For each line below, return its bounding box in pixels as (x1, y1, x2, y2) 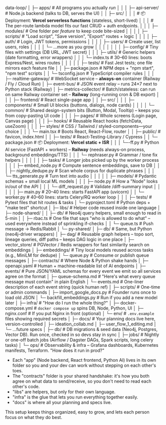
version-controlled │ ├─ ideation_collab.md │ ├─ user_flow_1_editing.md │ (5, 321, 157, 327)
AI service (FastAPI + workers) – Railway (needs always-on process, (5, 147, 145, 152)
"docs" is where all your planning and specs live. (12, 400, 112, 405)
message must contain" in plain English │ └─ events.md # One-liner (5, 279, 144, 285)
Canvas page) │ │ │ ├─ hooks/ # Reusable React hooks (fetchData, (5, 118, 143, 124)
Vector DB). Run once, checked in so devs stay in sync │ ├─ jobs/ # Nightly (5, 331, 160, 337)
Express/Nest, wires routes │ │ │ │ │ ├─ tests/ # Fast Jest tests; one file (5, 60, 153, 66)
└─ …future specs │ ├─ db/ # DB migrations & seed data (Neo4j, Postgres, (5, 326, 158, 332)
